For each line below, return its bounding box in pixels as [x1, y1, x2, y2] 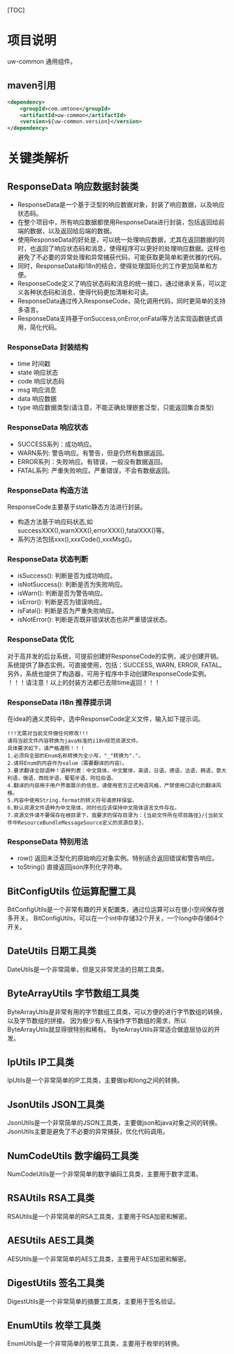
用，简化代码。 [17, 323, 61, 331]
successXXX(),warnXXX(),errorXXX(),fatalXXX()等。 [17, 526, 169, 535]
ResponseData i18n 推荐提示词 [7, 697, 112, 707]
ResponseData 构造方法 [7, 485, 89, 495]
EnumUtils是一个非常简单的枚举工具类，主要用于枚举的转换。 [7, 1339, 184, 1348]
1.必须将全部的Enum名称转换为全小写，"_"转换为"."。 [7, 752, 144, 759]
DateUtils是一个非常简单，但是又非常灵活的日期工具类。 [7, 965, 168, 973]
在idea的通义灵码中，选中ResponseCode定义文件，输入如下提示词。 [7, 714, 205, 723]
